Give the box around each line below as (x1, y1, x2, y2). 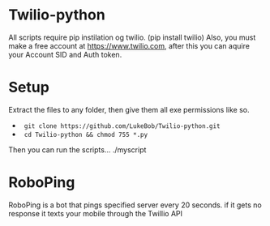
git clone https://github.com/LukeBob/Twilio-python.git (24, 122, 221, 130)
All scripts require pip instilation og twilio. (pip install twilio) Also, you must (8, 32, 256, 42)
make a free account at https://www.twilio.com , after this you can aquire (8, 41, 250, 50)
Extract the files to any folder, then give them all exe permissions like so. (8, 104, 250, 114)
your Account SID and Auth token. (8, 49, 122, 59)
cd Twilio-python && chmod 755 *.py (24, 130, 148, 139)
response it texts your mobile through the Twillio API (8, 208, 182, 218)
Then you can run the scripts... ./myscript (8, 144, 147, 155)
